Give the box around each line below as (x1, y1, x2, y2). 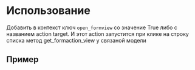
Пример (6, 54, 39, 65)
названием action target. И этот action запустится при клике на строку (6, 30, 190, 37)
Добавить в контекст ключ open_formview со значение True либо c (6, 24, 178, 31)
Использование (6, 4, 91, 18)
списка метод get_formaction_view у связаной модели (6, 37, 147, 44)
